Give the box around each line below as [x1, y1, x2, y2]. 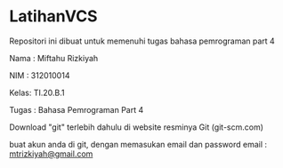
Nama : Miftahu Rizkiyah [9, 52, 99, 63]
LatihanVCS [9, 6, 98, 27]
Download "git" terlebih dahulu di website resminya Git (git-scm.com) [9, 122, 264, 132]
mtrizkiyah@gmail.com [9, 148, 93, 159]
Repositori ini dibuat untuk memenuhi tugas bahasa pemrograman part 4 [9, 36, 276, 46]
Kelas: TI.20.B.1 [9, 87, 65, 98]
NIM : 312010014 [9, 69, 70, 81]
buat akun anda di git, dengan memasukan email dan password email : [9, 139, 268, 149]
